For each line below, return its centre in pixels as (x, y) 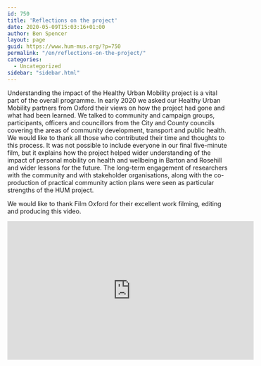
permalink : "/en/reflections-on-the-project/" (77, 53)
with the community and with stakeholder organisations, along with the (110, 175)
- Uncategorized (37, 66)
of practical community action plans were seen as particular (127, 182)
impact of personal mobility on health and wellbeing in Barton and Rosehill (115, 160)
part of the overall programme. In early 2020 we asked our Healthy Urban (114, 100)
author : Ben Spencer (38, 33)
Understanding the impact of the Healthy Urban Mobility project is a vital (113, 93)
